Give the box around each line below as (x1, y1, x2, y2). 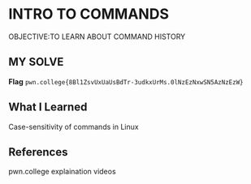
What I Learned (8, 101, 88, 114)
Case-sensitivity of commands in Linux (8, 122, 140, 131)
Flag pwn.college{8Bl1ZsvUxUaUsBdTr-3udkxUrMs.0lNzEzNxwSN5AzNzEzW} (8, 76, 244, 86)
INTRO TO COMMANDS (8, 5, 169, 24)
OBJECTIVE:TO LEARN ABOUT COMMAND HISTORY (8, 32, 186, 41)
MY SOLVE (8, 55, 64, 69)
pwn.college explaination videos (8, 167, 116, 177)
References (8, 145, 68, 159)
